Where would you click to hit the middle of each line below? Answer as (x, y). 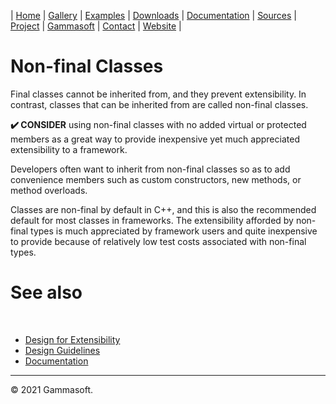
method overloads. (49, 190)
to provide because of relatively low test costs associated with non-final (158, 241)
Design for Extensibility (72, 339)
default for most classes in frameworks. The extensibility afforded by (152, 220)
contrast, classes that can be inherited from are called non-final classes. (159, 104)
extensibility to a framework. (69, 149)
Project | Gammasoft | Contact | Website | (96, 26)
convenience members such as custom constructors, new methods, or (156, 179)
